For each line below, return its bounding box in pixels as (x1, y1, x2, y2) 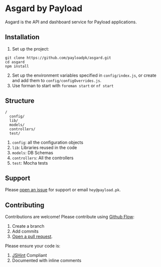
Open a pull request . (12, 234, 53, 239)
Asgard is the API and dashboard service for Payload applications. (5, 19, 137, 25)
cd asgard (5, 59, 25, 65)
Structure (5, 97, 35, 105)
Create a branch (12, 223, 44, 229)
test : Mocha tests (12, 160, 48, 166)
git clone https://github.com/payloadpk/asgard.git (5, 55, 111, 60)
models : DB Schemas (12, 150, 53, 155)
